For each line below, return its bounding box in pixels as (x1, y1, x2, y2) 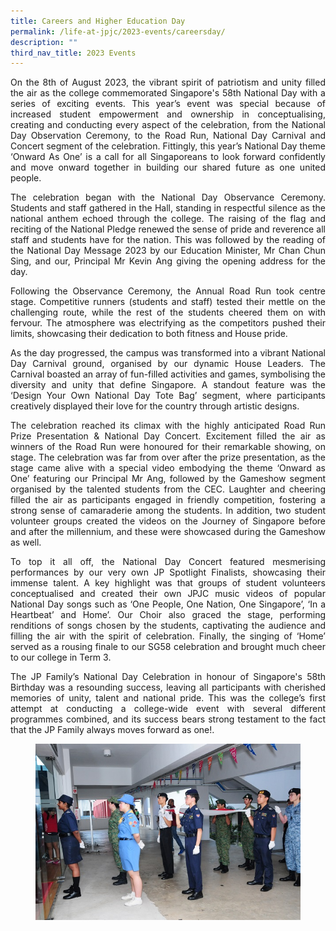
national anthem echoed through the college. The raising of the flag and (10, 213, 326, 225)
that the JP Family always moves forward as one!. (10, 724, 215, 736)
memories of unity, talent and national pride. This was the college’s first (10, 692, 326, 704)
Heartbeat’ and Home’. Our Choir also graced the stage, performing (10, 609, 326, 621)
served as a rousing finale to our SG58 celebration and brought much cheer (10, 641, 326, 653)
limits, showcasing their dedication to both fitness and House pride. (10, 328, 288, 340)
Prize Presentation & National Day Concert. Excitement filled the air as (10, 430, 326, 442)
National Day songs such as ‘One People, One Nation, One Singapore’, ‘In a (10, 598, 326, 610)
